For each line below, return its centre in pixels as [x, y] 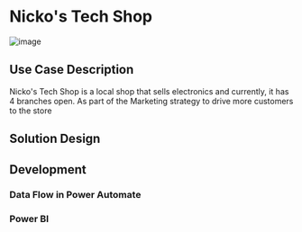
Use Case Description [72, 70]
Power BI [29, 219]
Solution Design [55, 139]
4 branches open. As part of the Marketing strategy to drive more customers [151, 101]
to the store [31, 111]
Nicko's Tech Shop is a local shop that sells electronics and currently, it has [149, 91]
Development [48, 170]
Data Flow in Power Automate [75, 195]
